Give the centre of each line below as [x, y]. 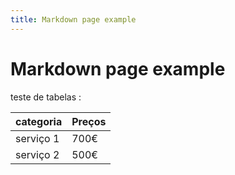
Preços [89, 121]
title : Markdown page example [73, 19]
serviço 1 [37, 138]
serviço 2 [37, 154]
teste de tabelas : [46, 97]
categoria [39, 121]
